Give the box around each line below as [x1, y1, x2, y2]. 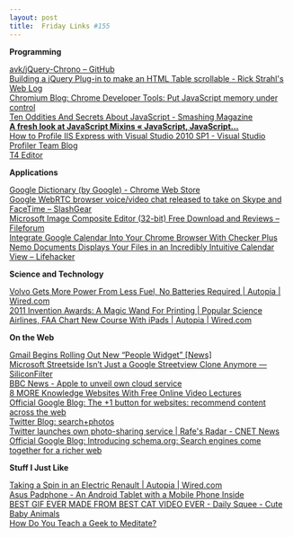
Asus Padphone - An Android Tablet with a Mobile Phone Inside [9, 489, 244, 499]
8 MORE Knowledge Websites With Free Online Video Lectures [9, 387, 242, 398]
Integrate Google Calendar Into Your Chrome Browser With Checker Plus [9, 232, 279, 242]
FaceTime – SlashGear [9, 203, 93, 214]
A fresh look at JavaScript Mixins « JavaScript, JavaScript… [9, 120, 240, 131]
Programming [9, 46, 62, 57]
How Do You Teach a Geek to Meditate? [9, 517, 157, 528]
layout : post [9, 13, 58, 22]
